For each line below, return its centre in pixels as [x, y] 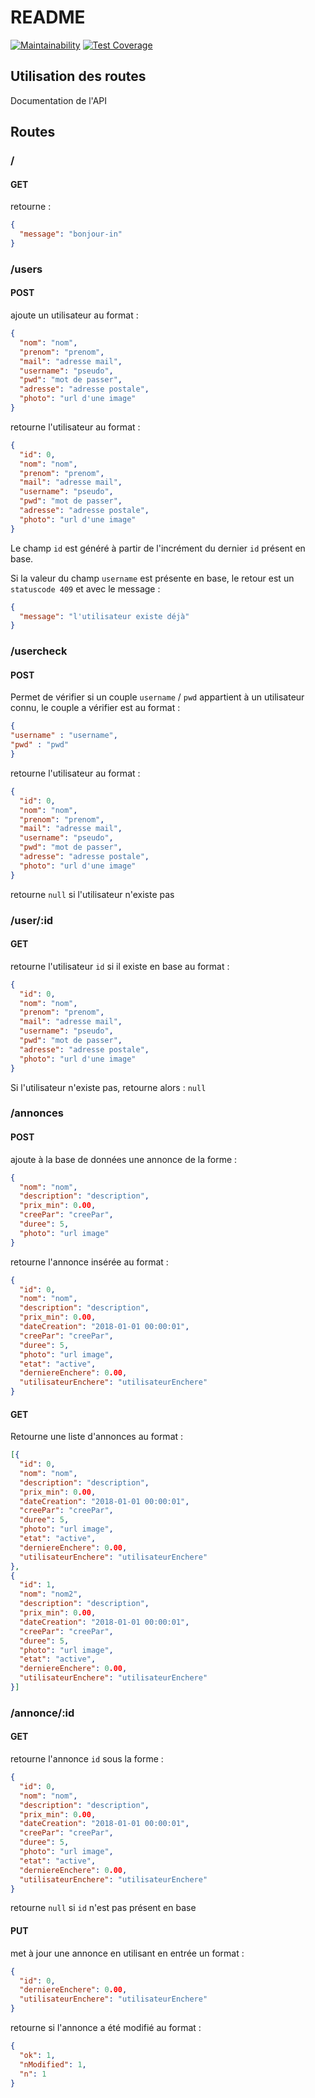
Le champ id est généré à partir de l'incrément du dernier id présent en [158, 548]
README [48, 17]
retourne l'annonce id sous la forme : [87, 1759]
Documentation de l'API [59, 100]
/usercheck [39, 651]
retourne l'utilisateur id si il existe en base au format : [120, 966]
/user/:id [32, 920]
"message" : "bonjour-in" [71, 234]
